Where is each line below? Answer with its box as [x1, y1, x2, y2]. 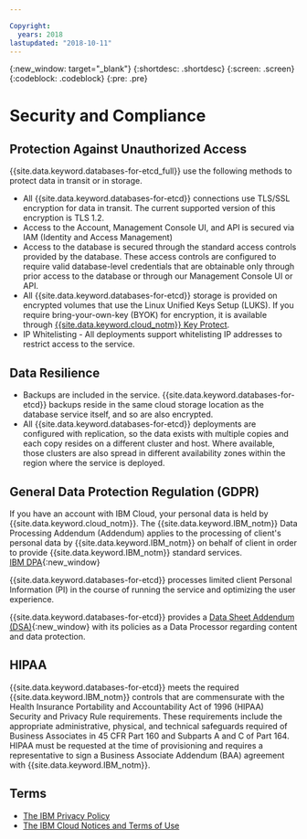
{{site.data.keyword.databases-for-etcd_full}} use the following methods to [9, 165, 292, 176]
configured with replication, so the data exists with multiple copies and [22, 429, 290, 440]
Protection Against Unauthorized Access [9, 141, 248, 156]
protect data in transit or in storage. [9, 175, 143, 186]
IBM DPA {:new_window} [9, 557, 101, 568]
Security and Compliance [9, 105, 206, 126]
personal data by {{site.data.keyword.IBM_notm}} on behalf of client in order [9, 537, 298, 548]
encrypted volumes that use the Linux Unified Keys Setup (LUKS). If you [22, 300, 294, 311]
